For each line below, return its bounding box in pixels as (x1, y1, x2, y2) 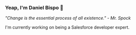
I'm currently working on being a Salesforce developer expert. (5, 24, 130, 30)
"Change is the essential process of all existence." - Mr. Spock (5, 15, 131, 21)
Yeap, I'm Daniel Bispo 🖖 (5, 4, 64, 11)
